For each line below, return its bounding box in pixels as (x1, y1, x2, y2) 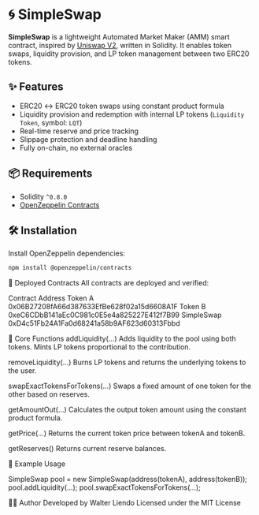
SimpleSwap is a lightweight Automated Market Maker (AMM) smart (8, 32, 230, 41)
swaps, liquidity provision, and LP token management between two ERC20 (8, 49, 250, 58)
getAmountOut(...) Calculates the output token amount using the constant (8, 405, 246, 415)
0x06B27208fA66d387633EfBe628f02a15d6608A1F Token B (8, 302, 206, 312)
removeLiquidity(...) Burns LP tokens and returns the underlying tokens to (8, 357, 246, 368)
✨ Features (8, 80, 64, 94)
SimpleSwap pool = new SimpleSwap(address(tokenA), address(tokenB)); (8, 475, 248, 484)
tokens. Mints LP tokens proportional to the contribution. (8, 342, 191, 352)
